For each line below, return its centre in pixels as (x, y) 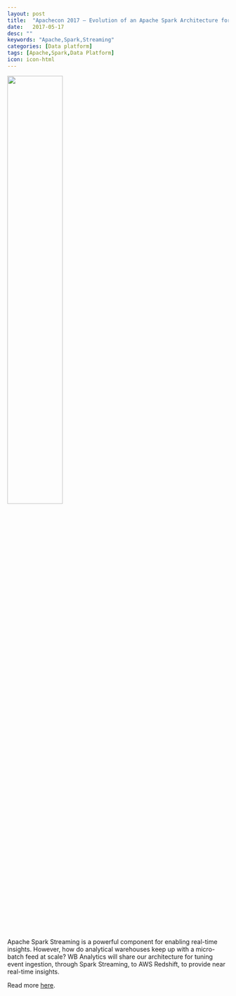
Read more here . (31, 985)
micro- (205, 949)
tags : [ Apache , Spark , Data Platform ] (61, 53)
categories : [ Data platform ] (50, 46)
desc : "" (20, 33)
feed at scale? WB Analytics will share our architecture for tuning (119, 957)
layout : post (26, 14)
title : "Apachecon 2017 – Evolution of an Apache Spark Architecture (113, 20)
